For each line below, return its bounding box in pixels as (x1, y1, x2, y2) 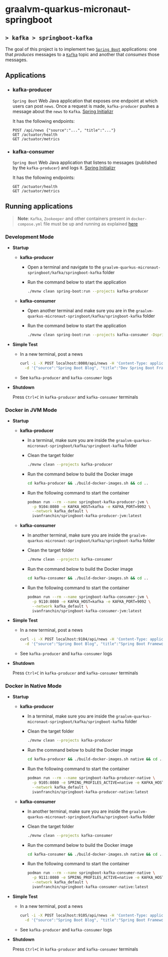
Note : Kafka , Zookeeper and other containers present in (17, 215, 130, 221)
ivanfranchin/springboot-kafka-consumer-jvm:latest (31, 608, 142, 613)
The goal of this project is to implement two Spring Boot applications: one (5, 46, 157, 52)
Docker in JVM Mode (5, 406, 57, 413)
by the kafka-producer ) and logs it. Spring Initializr (12, 164, 116, 171)
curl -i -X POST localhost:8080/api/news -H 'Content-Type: (19, 361, 148, 366)
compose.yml (17, 221, 42, 226)
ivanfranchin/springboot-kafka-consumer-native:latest (31, 884, 148, 890)
